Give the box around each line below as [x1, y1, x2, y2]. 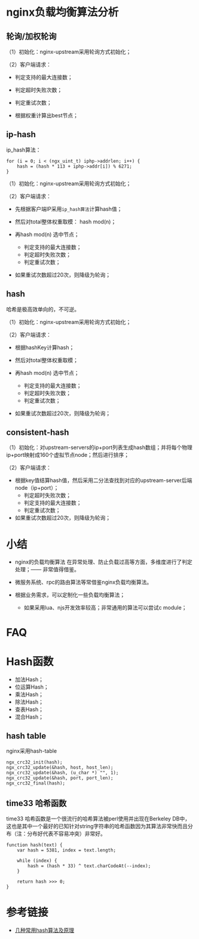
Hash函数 [6, 655, 54, 668]
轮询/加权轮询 [6, 31, 57, 41]
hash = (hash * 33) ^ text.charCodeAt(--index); [27, 863, 151, 869]
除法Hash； [14, 698, 44, 705]
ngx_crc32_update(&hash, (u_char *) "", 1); [6, 770, 119, 776]
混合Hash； [14, 713, 44, 720]
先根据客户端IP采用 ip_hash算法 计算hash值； [14, 205, 123, 213]
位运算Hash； [14, 683, 49, 690]
